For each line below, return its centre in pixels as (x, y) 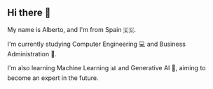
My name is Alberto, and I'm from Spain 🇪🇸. (72, 29)
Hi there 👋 (29, 13)
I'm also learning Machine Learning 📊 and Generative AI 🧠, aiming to (106, 67)
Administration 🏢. (32, 54)
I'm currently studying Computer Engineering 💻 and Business (96, 44)
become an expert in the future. (53, 78)
